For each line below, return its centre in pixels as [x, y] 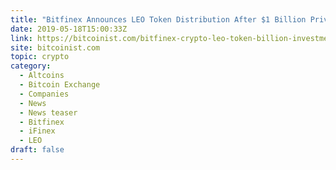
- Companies [44, 94]
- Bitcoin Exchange [60, 85]
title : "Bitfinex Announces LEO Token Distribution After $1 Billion [158, 19]
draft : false [37, 150]
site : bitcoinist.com [55, 47]
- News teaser [48, 112]
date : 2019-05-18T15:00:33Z [69, 29]
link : [21, 38]
